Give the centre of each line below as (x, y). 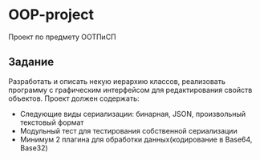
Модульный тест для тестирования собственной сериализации (129, 130)
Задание (31, 62)
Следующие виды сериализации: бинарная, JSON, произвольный (133, 114)
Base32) (34, 148)
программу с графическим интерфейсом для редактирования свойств (130, 90)
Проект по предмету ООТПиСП (62, 37)
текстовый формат (52, 122)
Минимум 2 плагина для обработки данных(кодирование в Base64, (136, 139)
